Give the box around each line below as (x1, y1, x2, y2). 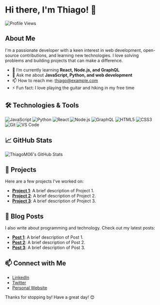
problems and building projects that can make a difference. (5, 58, 123, 63)
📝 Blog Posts (5, 212, 44, 220)
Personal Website (12, 285, 48, 290)
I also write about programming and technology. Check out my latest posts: (5, 225, 155, 230)
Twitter (12, 279, 27, 285)
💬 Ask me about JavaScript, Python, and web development (12, 72, 132, 78)
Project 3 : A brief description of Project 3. (12, 198, 96, 204)
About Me (5, 34, 35, 43)
